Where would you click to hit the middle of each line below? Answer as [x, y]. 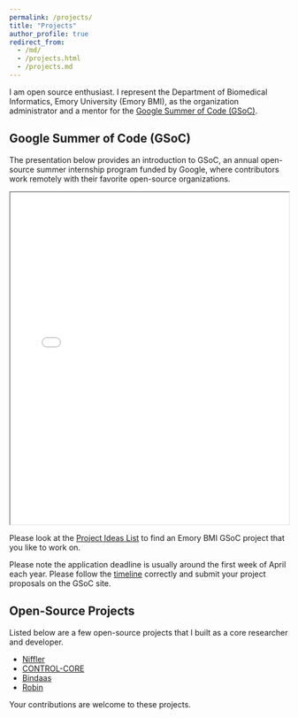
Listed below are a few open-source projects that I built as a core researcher [149, 632]
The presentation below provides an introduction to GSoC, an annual [134, 159]
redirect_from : [37, 42]
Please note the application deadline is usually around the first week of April [148, 564]
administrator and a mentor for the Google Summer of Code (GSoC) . [134, 111]
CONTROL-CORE [53, 668]
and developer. [36, 642]
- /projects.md [45, 67]
